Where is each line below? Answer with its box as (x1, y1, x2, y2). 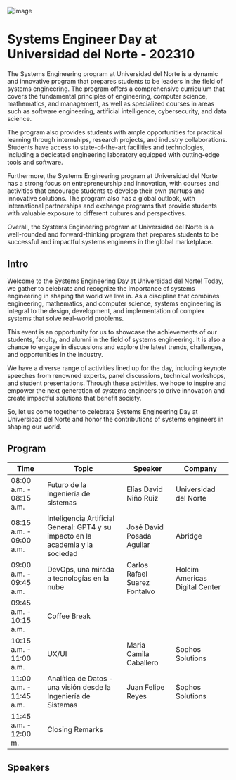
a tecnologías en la (46, 573, 110, 583)
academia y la (46, 539, 93, 549)
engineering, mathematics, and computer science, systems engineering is (7, 299, 221, 308)
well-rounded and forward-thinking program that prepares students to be (7, 229, 219, 239)
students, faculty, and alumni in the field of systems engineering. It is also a (7, 335, 226, 344)
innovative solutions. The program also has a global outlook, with (7, 194, 195, 202)
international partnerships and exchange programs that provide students (7, 201, 218, 210)
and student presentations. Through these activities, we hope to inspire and (7, 379, 226, 387)
